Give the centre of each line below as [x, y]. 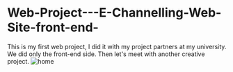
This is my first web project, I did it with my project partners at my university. [117, 46]
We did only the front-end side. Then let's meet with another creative [106, 54]
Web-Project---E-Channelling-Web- [114, 13]
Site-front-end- [53, 27]
